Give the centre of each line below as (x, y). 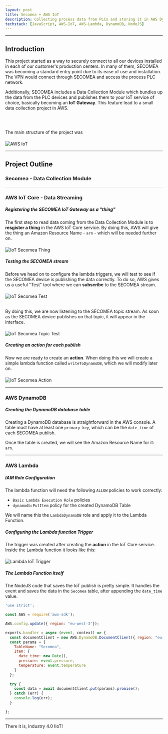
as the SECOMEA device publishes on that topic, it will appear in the (75, 316)
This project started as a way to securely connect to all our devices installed (83, 61)
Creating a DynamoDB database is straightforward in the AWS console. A (80, 422)
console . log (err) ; (33, 698)
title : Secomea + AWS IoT (32, 15)
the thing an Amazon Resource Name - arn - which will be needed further (81, 233)
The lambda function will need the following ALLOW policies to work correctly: (84, 491)
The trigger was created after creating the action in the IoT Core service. (80, 545)
